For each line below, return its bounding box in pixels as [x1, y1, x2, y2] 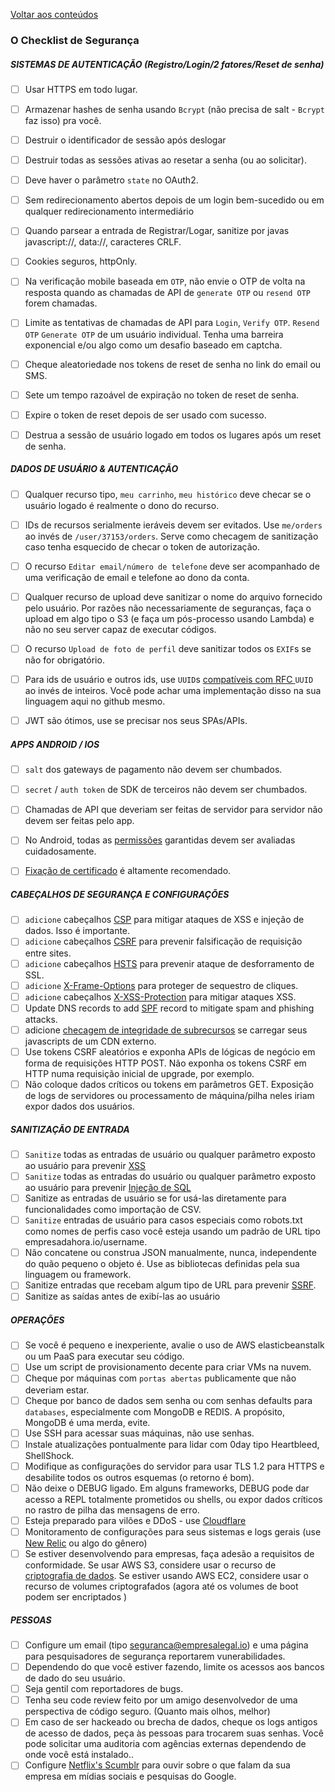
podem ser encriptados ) [24, 1591, 128, 1603]
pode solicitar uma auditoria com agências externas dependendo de [24, 1738, 307, 1750]
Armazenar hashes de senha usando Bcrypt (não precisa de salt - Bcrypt [24, 103, 325, 115]
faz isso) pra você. [24, 115, 102, 127]
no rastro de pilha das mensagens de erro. [24, 1504, 200, 1516]
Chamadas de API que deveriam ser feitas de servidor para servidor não [24, 804, 323, 816]
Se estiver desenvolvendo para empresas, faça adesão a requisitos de [24, 1547, 315, 1559]
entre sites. [24, 947, 72, 959]
